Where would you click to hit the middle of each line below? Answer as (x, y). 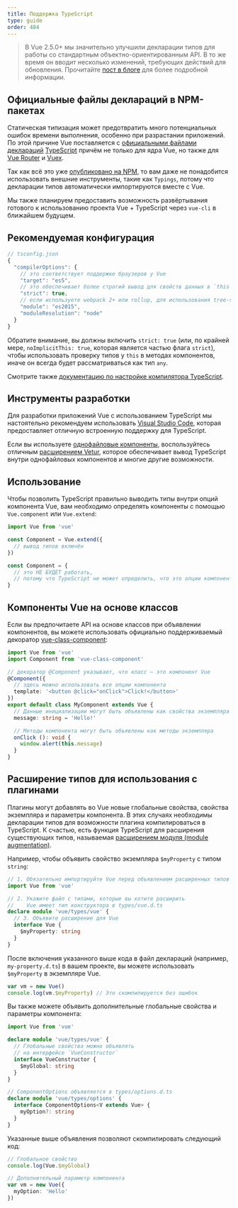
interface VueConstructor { (55, 1059)
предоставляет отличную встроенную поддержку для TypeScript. (107, 431)
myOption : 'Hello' (41, 1192)
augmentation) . (29, 845)
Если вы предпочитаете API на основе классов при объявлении (104, 624)
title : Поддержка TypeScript (50, 14)
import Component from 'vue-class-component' (75, 659)
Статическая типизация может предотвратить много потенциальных (112, 128)
